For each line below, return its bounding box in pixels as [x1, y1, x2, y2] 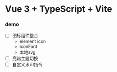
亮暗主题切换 [12, 55, 38, 61]
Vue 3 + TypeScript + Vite [5, 3, 113, 15]
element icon [19, 38, 46, 44]
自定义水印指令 [12, 61, 43, 67]
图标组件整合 [12, 33, 38, 39]
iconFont [19, 43, 38, 49]
